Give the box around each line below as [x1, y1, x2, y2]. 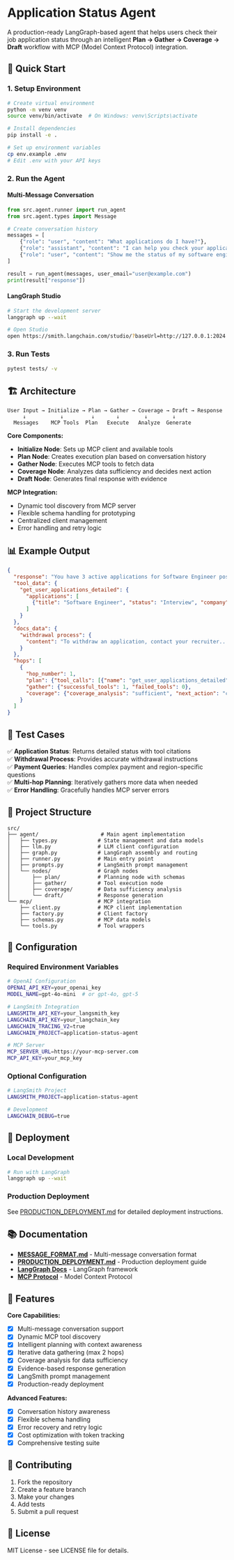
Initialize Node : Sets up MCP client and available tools [17, 445, 173, 453]
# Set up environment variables [7, 144, 101, 151]
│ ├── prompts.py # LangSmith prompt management [7, 861, 189, 868]
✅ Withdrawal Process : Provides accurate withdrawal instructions [7, 754, 198, 763]
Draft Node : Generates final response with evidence [17, 475, 167, 483]
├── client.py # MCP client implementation [19, 904, 182, 911]
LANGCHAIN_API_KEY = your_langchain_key [7, 1016, 120, 1023]
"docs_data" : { [13, 625, 58, 632]
